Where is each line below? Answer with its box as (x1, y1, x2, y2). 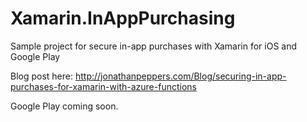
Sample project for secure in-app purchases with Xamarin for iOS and (10, 40, 298, 52)
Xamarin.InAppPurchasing (10, 7, 236, 30)
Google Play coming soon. (10, 100, 119, 112)
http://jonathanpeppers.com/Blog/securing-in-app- (74, 70, 287, 82)
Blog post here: (10, 70, 74, 82)
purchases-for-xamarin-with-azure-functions (10, 80, 197, 92)
